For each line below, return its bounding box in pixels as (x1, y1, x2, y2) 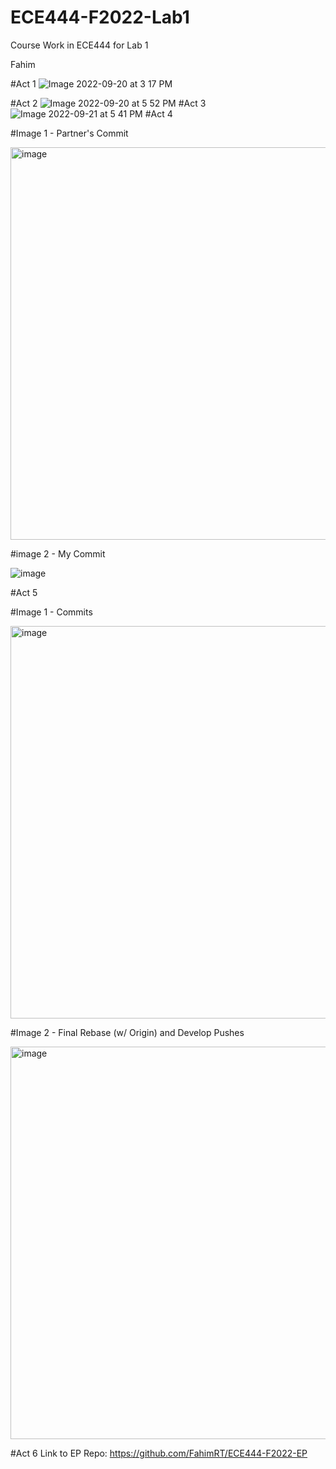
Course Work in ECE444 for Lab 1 (10, 39, 149, 51)
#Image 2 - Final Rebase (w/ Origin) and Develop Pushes (10, 1026, 245, 1038)
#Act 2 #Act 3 (10, 97, 207, 109)
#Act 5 (10, 586, 38, 598)
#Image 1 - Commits (10, 606, 93, 618)
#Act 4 (144, 107, 173, 120)
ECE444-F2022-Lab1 (10, 6, 190, 29)
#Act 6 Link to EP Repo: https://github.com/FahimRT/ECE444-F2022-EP (10, 1447, 308, 1459)
